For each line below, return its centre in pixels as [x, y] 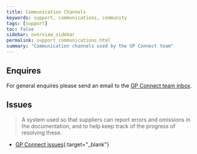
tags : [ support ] [27, 23]
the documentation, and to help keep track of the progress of [98, 126]
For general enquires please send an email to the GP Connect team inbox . [99, 86]
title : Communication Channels [46, 12]
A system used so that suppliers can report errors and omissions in [106, 119]
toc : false [20, 29]
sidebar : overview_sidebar [41, 35]
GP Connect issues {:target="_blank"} [62, 144]
